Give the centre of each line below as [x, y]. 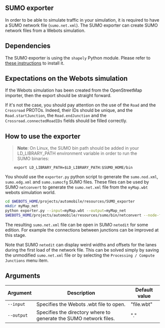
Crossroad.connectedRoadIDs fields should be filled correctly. [66, 121]
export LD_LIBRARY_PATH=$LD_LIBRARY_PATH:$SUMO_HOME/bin [73, 168]
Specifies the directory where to [73, 312]
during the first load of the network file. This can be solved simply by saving [82, 250]
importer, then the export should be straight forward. [58, 96]
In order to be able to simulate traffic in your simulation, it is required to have [82, 20]
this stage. [16, 235]
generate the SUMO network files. [76, 318]
